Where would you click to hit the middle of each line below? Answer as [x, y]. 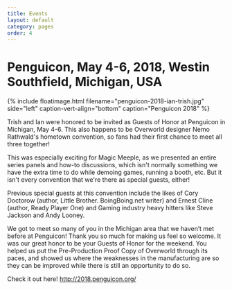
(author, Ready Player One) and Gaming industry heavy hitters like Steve [110, 208]
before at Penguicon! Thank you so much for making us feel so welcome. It [114, 236]
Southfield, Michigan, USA [85, 82]
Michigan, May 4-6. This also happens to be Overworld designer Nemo [108, 130]
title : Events [28, 14]
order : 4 [20, 33]
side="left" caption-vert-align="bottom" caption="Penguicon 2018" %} [108, 109]
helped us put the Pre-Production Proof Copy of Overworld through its [107, 251]
